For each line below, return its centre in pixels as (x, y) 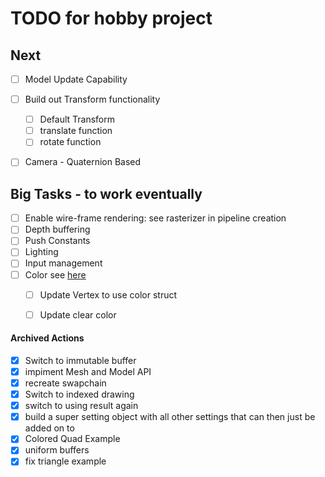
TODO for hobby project (111, 18)
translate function (76, 131)
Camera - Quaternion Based (83, 162)
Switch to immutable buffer (80, 360)
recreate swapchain (65, 383)
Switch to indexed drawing (79, 394)
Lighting (41, 252)
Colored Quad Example (72, 439)
